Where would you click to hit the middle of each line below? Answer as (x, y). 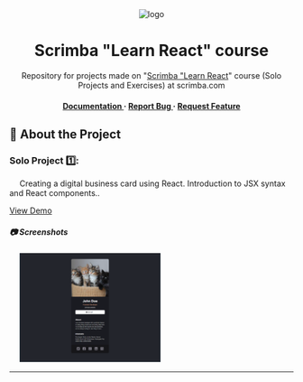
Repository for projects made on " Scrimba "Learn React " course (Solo (151, 75)
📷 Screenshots (39, 232)
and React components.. (55, 193)
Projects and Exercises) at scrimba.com (151, 85)
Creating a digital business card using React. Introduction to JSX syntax (152, 183)
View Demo (31, 210)
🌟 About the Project (65, 134)
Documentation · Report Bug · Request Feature (151, 106)
